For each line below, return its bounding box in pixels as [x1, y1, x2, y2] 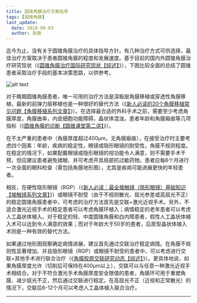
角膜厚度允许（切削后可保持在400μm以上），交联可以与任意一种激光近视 [11, 262, 186, 270]
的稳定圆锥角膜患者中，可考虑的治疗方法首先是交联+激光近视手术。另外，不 [6, 199, 189, 206]
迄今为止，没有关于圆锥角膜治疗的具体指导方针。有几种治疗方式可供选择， [6, 47, 186, 55]
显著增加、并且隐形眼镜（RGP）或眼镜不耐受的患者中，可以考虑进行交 [16, 247, 186, 255]
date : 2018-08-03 [11, 25, 54, 31]
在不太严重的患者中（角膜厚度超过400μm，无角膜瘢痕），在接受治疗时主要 [6, 135, 186, 142]
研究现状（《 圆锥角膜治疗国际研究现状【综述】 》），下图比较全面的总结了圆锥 [11, 62, 191, 69]
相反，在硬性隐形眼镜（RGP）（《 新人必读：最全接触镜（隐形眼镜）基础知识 [6, 184, 186, 191]
